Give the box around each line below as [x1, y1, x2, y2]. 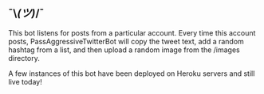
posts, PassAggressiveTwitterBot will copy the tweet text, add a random [8, 36, 245, 46]
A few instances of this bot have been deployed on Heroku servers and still [8, 69, 255, 78]
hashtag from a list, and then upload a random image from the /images [8, 45, 241, 55]
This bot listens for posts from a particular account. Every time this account [8, 28, 256, 37]
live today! [8, 77, 42, 86]
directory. [8, 53, 40, 62]
